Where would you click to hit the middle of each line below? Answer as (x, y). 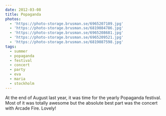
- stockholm (22, 83)
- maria (18, 79)
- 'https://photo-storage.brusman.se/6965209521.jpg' (67, 38)
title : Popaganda (23, 14)
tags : (11, 47)
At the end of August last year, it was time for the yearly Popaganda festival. (83, 98)
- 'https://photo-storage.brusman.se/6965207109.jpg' (67, 24)
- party (18, 70)
